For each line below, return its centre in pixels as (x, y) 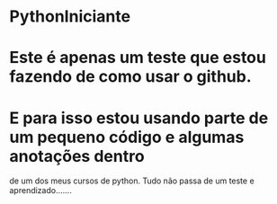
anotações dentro (77, 156)
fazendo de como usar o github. (130, 77)
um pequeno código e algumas (127, 137)
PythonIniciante (70, 17)
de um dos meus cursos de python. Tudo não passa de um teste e (132, 181)
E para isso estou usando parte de (139, 118)
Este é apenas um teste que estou (138, 58)
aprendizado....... (40, 191)
